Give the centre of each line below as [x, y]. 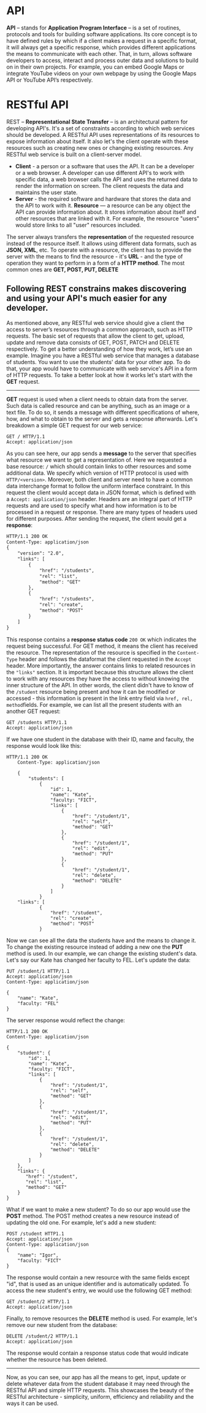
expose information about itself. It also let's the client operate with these [97, 141]
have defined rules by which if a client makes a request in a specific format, [102, 41]
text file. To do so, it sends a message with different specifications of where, [103, 412]
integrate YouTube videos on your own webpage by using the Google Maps [101, 73]
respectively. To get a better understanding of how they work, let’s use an [99, 349]
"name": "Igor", [38, 1255]
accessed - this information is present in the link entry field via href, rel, [100, 698]
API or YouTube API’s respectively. [50, 80]
